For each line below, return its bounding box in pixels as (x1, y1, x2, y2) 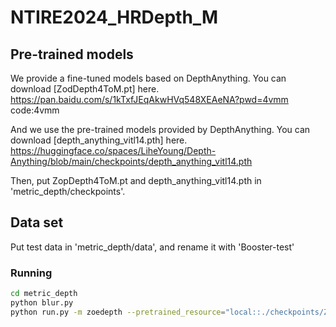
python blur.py (10, 297, 74, 308)
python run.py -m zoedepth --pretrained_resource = (10, 307, 226, 317)
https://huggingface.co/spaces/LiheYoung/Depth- (10, 145, 217, 156)
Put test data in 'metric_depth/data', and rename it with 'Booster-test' (10, 241, 295, 253)
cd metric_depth (10, 289, 78, 299)
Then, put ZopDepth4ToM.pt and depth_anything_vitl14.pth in (10, 175, 262, 186)
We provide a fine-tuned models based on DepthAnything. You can (10, 72, 287, 84)
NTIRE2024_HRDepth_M (10, 6, 219, 29)
